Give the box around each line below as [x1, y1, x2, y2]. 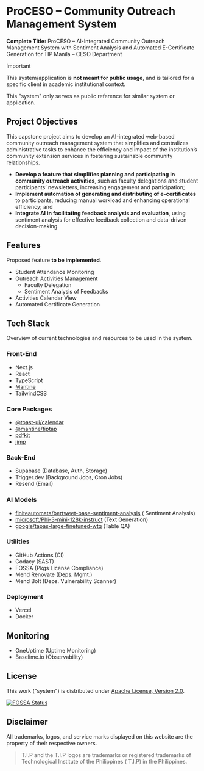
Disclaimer [6, 717, 48, 727]
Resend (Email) [15, 480, 54, 488]
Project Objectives [6, 117, 78, 127]
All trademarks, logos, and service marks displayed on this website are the [6, 733, 193, 740]
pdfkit [15, 432, 30, 439]
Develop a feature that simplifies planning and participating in [15, 170, 175, 178]
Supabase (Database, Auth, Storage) [15, 467, 108, 474]
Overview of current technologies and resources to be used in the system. [6, 335, 193, 342]
